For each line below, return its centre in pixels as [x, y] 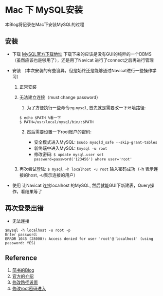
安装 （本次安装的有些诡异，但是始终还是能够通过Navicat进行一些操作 [82, 70]
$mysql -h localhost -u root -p [38, 230]
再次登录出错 [24, 208]
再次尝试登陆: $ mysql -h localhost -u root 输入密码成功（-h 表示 [87, 169]
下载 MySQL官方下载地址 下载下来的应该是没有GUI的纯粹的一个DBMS [82, 54]
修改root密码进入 [29, 289]
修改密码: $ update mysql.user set [69, 154]
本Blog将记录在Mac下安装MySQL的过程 [45, 24]
